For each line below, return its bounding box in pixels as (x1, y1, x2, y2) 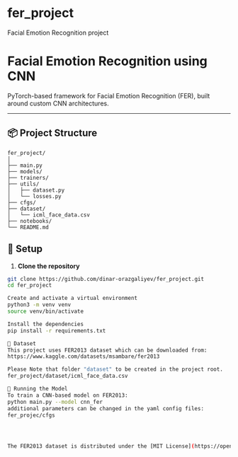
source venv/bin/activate (7, 308, 84, 315)
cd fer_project (7, 282, 52, 289)
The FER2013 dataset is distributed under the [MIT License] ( (7, 443, 195, 450)
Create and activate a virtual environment (7, 295, 138, 302)
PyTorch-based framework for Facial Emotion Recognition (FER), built (7, 91, 210, 100)
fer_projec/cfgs (7, 412, 55, 419)
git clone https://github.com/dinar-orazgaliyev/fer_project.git (7, 275, 204, 282)
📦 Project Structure (7, 127, 98, 139)
